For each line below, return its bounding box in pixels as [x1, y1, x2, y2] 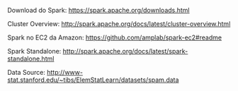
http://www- [47, 68, 84, 76]
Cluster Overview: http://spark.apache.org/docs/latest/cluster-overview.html [7, 20, 231, 28]
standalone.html [7, 54, 55, 63]
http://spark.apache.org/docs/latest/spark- [62, 47, 188, 55]
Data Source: [7, 68, 46, 76]
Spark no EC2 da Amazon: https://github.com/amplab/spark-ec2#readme [7, 33, 222, 42]
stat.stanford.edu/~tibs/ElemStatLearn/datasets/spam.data [7, 75, 179, 84]
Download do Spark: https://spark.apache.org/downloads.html [7, 6, 190, 14]
